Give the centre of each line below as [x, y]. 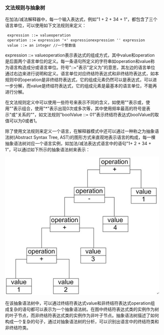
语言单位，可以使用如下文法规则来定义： [46, 26]
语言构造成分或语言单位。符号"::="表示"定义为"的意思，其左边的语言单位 [82, 68]
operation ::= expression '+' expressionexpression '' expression [76, 40]
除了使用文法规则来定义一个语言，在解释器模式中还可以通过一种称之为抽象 [80, 131]
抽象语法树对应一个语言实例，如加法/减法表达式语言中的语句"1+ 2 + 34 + [78, 144]
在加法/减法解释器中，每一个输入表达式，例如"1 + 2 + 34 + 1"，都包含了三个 [81, 19]
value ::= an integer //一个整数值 [41, 46]
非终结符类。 [18, 328]
